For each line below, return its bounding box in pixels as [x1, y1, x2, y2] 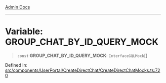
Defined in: [5, 62, 28, 68]
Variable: [5, 26, 43, 37]
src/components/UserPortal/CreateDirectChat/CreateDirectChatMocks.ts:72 [5, 67, 161, 73]
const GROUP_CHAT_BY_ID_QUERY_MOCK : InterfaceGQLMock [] [17, 53, 148, 58]
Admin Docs [5, 4, 30, 10]
